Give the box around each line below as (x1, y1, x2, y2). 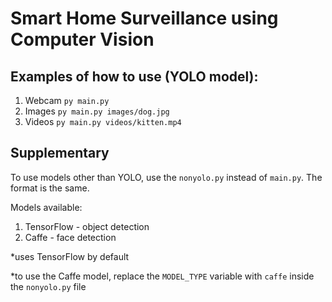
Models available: (10, 201, 83, 213)
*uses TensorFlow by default (10, 250, 130, 262)
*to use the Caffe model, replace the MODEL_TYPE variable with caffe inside (10, 270, 315, 282)
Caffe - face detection (24, 231, 117, 243)
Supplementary (10, 145, 110, 162)
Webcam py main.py (24, 95, 110, 106)
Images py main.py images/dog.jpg (24, 105, 170, 117)
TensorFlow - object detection (24, 220, 150, 232)
